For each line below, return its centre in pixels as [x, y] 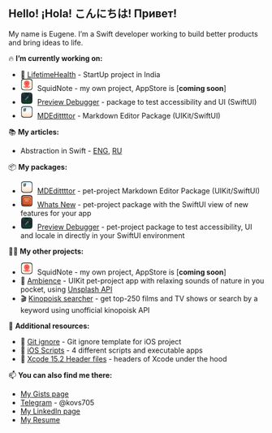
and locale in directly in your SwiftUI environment [102, 235]
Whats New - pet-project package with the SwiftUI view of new [143, 204]
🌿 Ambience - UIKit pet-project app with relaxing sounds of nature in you [142, 280]
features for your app [56, 213]
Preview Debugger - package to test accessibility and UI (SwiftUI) [147, 102]
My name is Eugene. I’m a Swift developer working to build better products [133, 33]
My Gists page [44, 394]
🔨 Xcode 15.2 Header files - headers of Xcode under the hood [123, 358]
